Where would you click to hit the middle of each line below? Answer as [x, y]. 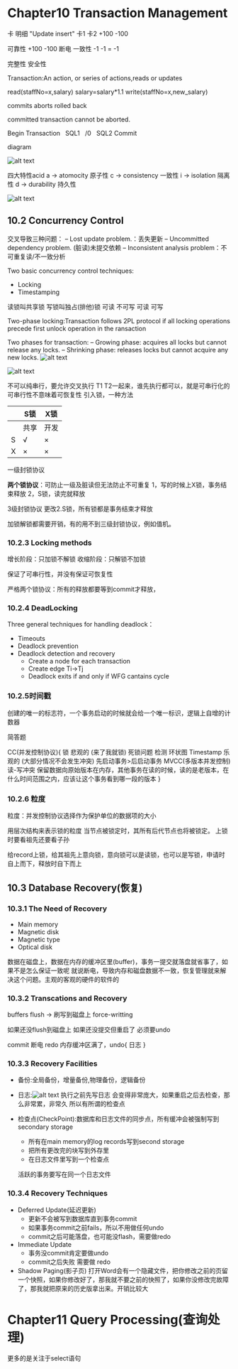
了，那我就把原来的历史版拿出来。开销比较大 [83, 1288]
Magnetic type [39, 939]
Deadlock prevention [48, 646]
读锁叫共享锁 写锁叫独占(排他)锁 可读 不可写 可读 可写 [85, 306]
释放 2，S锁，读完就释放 [49, 493]
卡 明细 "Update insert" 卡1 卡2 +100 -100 [68, 33]
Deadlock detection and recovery [66, 654]
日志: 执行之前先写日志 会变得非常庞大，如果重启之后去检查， [121, 1095]
